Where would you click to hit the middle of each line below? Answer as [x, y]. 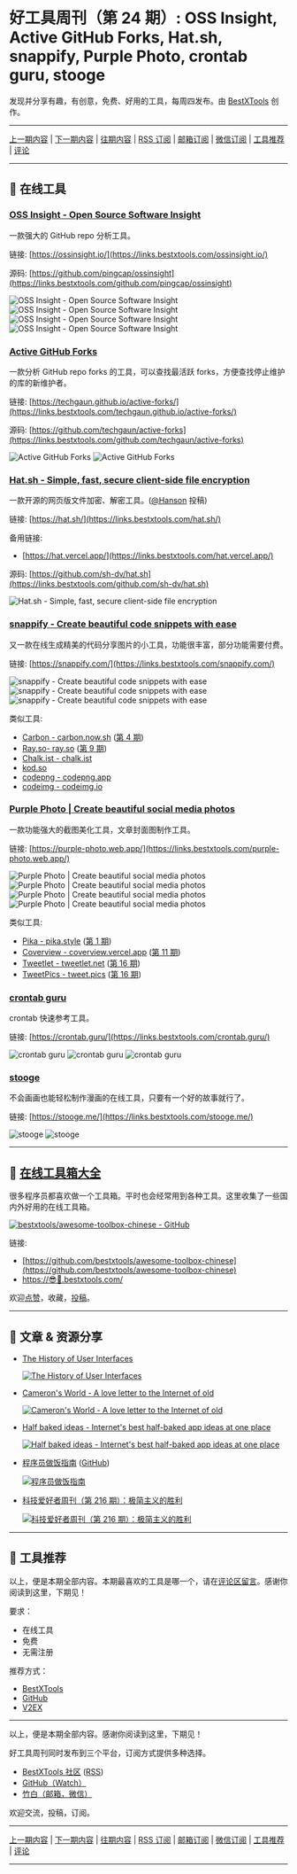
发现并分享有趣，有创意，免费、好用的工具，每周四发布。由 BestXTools [139, 101]
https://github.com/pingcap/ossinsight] [103, 273]
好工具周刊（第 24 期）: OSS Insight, [143, 18]
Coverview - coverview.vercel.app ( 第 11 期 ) [101, 952]
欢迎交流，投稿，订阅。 [52, 1812]
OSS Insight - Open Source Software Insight [105, 215]
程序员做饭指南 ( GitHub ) [66, 1463]
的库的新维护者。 [40, 383]
